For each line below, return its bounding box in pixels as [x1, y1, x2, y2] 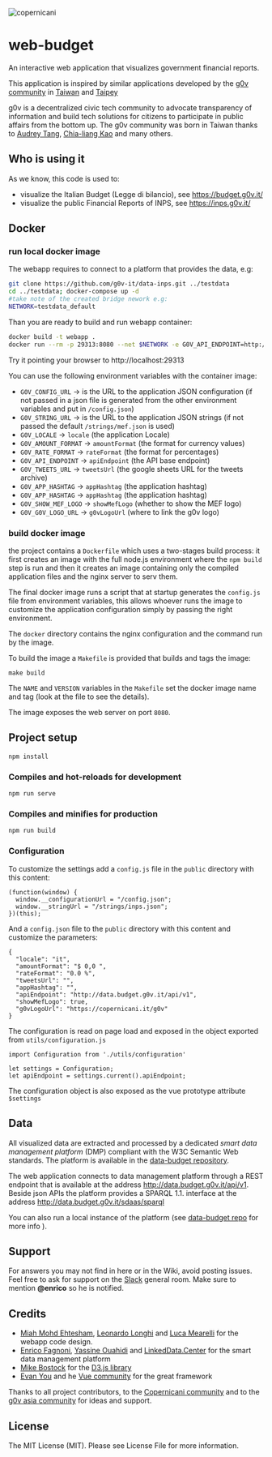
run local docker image [8, 246, 101, 257]
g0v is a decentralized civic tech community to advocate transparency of [8, 102, 253, 113]
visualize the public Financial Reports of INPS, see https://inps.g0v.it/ [19, 198, 251, 208]
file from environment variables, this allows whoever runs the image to [8, 596, 243, 606]
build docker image [8, 527, 86, 538]
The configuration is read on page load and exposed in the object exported [8, 1026, 259, 1035]
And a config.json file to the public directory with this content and [8, 923, 231, 933]
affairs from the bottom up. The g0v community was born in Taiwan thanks [8, 120, 258, 130]
